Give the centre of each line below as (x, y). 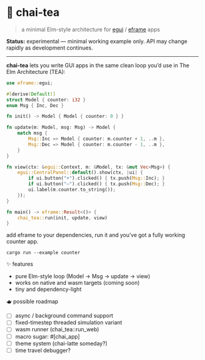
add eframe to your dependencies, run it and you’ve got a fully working (96, 235)
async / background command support (64, 316)
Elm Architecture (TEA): (36, 72)
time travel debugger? (43, 350)
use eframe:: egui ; (30, 83)
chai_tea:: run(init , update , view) (63, 218)
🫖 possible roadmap (32, 301)
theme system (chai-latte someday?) (61, 343)
